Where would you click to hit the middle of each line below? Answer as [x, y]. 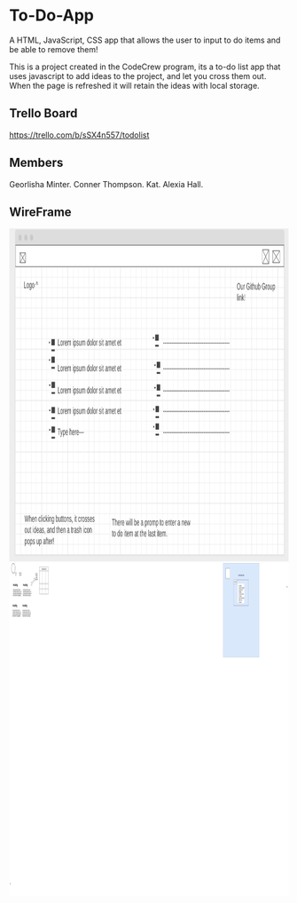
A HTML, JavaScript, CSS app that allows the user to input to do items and [145, 40]
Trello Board [43, 113]
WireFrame [41, 212]
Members [36, 163]
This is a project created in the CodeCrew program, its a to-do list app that [145, 67]
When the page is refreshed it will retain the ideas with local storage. [134, 85]
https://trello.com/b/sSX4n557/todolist [79, 135]
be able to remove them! [54, 49]
